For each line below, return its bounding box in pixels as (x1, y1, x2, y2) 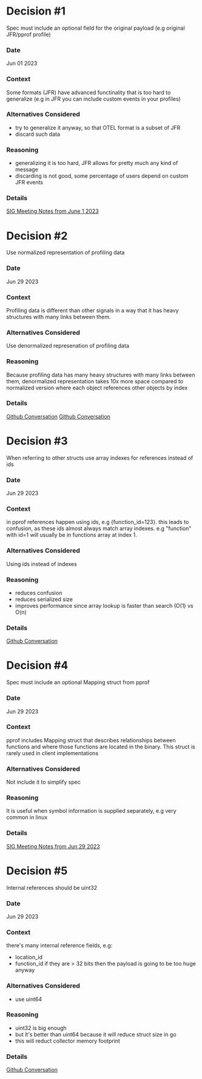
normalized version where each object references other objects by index (6, 384, 188, 391)
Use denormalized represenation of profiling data (6, 342, 129, 349)
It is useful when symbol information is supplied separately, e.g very (6, 807, 177, 815)
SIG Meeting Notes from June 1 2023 (6, 207, 99, 215)
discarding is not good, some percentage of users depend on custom (15, 172, 189, 180)
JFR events (15, 179, 44, 186)
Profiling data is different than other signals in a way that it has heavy (6, 306, 179, 314)
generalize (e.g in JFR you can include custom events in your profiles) (6, 95, 181, 103)
